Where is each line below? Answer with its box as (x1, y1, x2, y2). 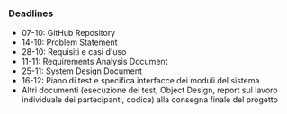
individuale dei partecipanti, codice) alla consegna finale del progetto (21, 94, 278, 105)
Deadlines (8, 7, 54, 20)
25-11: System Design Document (21, 66, 143, 76)
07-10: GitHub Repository (21, 28, 116, 39)
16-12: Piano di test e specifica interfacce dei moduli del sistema (21, 75, 260, 86)
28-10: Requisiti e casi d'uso (21, 47, 127, 57)
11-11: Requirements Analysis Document (21, 57, 168, 67)
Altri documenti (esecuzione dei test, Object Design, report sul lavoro (21, 84, 278, 96)
